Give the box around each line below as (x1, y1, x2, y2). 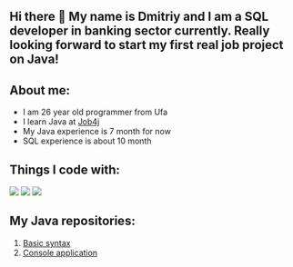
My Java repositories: (9, 213, 136, 229)
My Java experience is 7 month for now (22, 126, 171, 137)
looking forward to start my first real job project (9, 37, 284, 53)
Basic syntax (22, 237, 71, 248)
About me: (9, 83, 71, 98)
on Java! (9, 52, 59, 67)
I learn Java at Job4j (22, 116, 100, 127)
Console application (22, 247, 98, 258)
